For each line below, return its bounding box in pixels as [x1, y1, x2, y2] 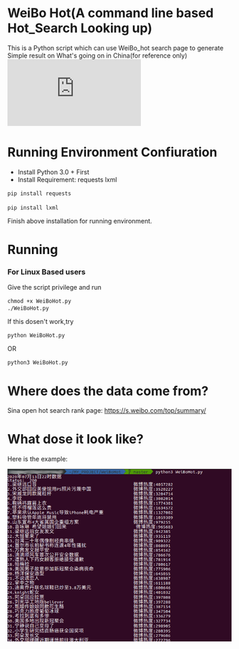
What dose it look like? [7, 431, 144, 448]
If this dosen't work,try [7, 317, 74, 326]
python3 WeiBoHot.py [7, 359, 69, 366]
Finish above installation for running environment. [7, 216, 153, 225]
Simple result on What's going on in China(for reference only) [7, 51, 188, 60]
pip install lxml [7, 204, 59, 211]
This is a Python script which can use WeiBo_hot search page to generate [7, 43, 224, 52]
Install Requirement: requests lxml [17, 175, 117, 184]
